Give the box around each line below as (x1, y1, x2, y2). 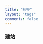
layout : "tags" (5, 12, 36, 17)
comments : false (5, 16, 38, 21)
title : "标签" (5, 7, 33, 12)
